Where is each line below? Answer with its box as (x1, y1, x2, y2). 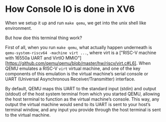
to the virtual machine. (5, 112, 51, 118)
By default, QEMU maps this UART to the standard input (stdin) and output (5, 85, 157, 91)
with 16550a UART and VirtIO (5, 55, 65, 61)
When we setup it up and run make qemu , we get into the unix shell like (5, 20, 147, 26)
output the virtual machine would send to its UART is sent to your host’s (5, 101, 151, 107)
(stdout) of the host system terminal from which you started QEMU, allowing (5, 91, 160, 97)
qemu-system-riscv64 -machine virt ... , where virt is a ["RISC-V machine (5, 50, 157, 56)
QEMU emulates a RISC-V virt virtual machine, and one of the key (5, 65, 141, 71)
